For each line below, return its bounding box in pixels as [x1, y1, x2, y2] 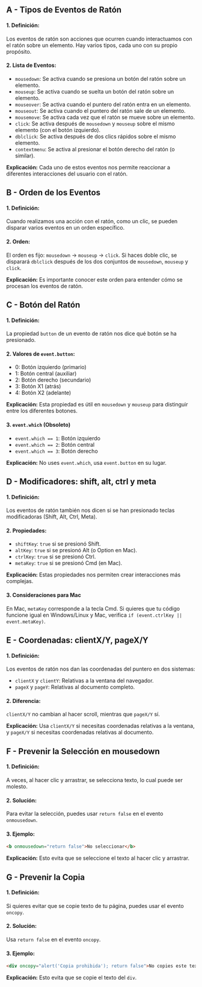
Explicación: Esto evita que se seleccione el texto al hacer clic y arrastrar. [6, 854, 190, 862]
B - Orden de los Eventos [6, 188, 101, 198]
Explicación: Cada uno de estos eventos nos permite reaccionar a [6, 163, 170, 171]
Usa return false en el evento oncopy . [6, 936, 101, 943]
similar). [14, 152, 35, 159]
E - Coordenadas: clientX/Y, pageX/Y [6, 635, 148, 645]
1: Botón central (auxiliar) [14, 370, 77, 377]
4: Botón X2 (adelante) [14, 389, 72, 397]
